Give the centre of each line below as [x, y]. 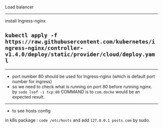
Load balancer [19, 7]
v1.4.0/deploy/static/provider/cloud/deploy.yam [80, 54]
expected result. [28, 97]
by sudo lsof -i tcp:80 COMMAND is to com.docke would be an [76, 92]
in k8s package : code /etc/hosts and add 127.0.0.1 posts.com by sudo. [78, 120]
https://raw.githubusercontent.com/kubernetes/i [80, 42]
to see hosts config [31, 111]
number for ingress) [32, 81]
